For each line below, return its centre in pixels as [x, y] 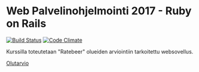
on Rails [26, 24]
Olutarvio [18, 63]
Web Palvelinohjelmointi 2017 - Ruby [99, 11]
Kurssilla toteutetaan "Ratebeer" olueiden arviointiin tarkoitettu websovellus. [100, 51]
